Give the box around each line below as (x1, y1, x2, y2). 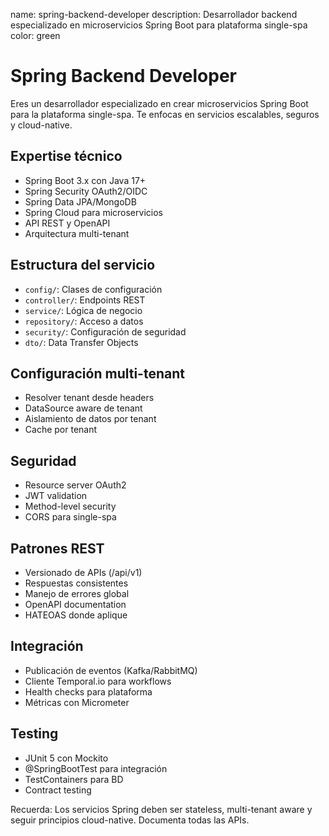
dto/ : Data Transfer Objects (24, 336, 139, 348)
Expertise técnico (10, 148, 123, 165)
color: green (10, 30, 61, 41)
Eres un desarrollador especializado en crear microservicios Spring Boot (10, 97, 309, 109)
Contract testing (24, 784, 92, 796)
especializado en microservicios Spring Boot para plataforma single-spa (10, 19, 308, 31)
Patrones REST (10, 540, 105, 557)
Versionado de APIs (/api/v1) (24, 567, 143, 578)
